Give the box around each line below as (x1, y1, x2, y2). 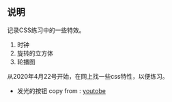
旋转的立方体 (16, 49, 53, 57)
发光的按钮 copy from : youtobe (16, 86, 106, 94)
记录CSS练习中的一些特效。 (7, 26, 85, 34)
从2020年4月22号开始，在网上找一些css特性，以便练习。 (7, 72, 169, 80)
